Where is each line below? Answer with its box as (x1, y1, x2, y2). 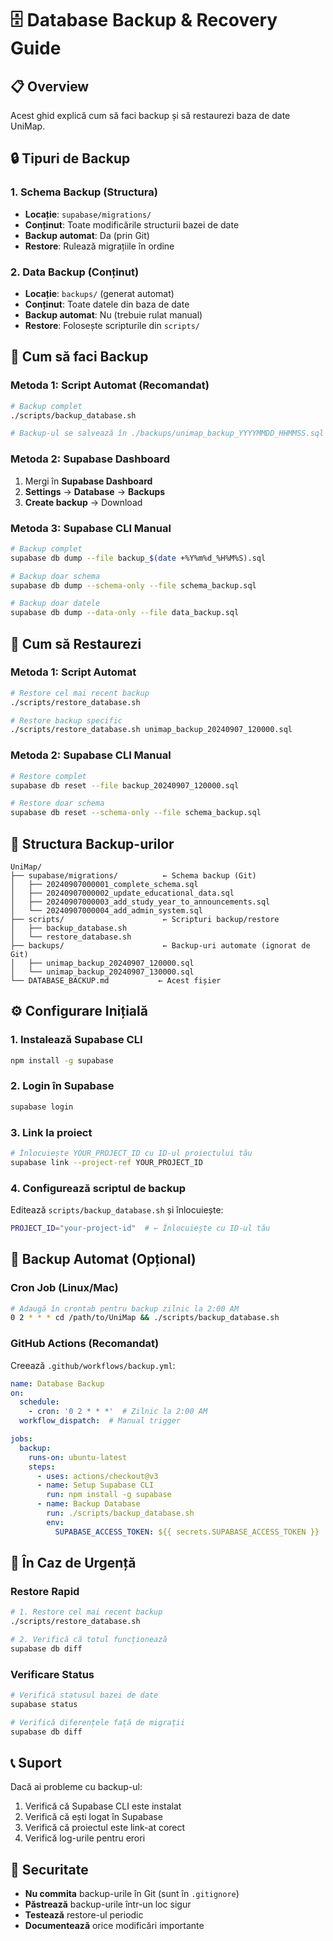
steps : (28, 1462, 56, 1472)
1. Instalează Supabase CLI (10, 1033, 143, 1047)
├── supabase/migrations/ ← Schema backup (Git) (10, 870, 257, 881)
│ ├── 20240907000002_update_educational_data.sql (10, 888, 235, 898)
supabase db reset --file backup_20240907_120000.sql (10, 780, 240, 791)
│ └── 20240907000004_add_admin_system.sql (10, 905, 203, 916)
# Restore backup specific (10, 715, 123, 726)
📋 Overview (10, 78, 90, 95)
